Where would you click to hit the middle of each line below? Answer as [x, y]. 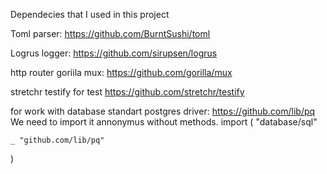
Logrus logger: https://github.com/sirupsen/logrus [114, 53]
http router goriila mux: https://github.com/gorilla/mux [121, 72]
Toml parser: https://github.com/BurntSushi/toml [110, 33]
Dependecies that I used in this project [90, 14]
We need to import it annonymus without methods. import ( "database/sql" [164, 122]
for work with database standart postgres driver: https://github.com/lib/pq [163, 111]
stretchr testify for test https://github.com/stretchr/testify [127, 92]
